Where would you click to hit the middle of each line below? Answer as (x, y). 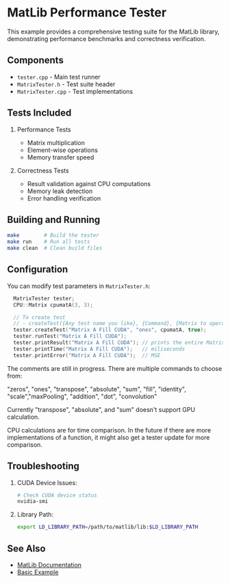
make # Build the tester (53, 235)
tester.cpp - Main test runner (59, 77)
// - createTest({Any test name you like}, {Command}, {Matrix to (110, 324)
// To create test (40, 317)
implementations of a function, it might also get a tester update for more (108, 437)
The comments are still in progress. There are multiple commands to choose (115, 368)
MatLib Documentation (49, 565)
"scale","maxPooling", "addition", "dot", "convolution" (82, 396)
